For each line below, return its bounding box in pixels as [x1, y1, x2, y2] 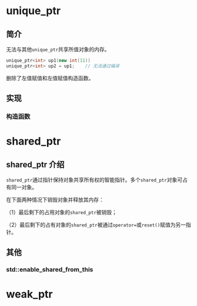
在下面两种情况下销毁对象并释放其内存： [6, 196, 104, 203]
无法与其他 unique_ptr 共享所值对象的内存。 [6, 46, 110, 52]
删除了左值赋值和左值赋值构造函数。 [6, 74, 94, 81]
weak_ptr [6, 287, 53, 301]
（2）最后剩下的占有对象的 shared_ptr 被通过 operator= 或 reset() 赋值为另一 [6, 221, 186, 228]
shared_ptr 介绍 [6, 159, 65, 169]
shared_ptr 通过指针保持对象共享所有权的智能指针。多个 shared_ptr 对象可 [6, 176, 183, 183]
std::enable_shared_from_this [6, 265, 94, 274]
